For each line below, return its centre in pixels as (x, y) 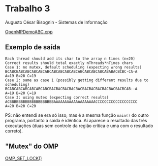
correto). (14, 131)
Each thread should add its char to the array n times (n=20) (70, 59)
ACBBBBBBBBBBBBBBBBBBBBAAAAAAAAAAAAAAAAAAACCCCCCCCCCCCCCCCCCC (71, 101)
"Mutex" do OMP (32, 147)
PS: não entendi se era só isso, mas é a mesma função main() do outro (77, 115)
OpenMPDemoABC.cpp (29, 32)
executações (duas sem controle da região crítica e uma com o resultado (79, 126)
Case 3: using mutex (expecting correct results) (57, 97)
